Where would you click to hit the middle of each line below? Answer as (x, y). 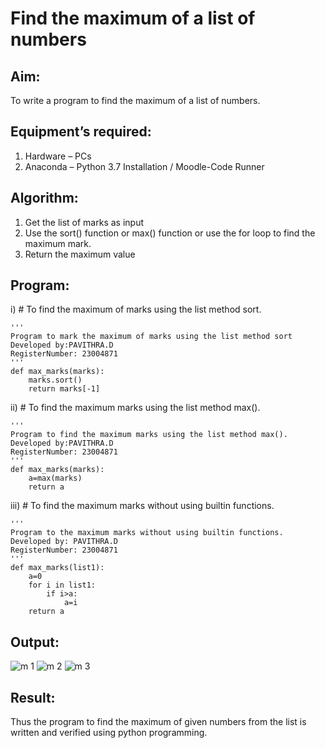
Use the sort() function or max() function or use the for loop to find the (170, 233)
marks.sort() (55, 380)
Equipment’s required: (81, 132)
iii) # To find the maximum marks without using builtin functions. (142, 506)
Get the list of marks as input (84, 222)
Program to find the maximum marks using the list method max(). (149, 435)
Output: (35, 642)
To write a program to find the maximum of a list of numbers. (135, 100)
